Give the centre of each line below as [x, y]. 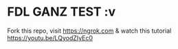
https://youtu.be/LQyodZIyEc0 [50, 37]
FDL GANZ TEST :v [62, 12]
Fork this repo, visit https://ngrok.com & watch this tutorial [89, 31]
